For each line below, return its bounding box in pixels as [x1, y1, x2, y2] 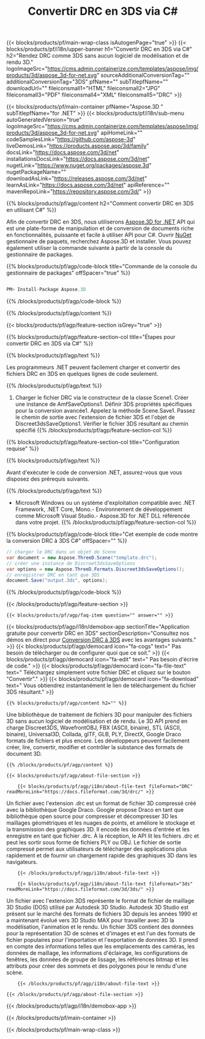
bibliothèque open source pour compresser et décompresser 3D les [6, 812, 177, 820]
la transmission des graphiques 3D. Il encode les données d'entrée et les [6, 826, 190, 833]
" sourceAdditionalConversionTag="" [97, 72, 190, 79]
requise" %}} [6, 445, 39, 453]
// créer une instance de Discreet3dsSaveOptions [6, 560, 136, 566]
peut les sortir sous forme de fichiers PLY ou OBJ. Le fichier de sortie [6, 839, 182, 846]
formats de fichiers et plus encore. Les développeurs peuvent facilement [6, 737, 190, 744]
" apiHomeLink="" [97, 129, 143, 136]
